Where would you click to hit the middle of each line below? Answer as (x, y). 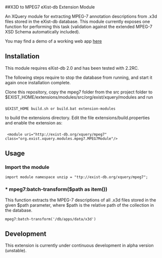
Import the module (27, 167)
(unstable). (16, 251)
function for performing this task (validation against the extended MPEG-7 (79, 27)
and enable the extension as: (34, 122)
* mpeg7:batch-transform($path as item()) (56, 189)
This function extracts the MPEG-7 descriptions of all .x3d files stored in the (81, 200)
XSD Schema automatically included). (43, 32)
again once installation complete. (38, 82)
